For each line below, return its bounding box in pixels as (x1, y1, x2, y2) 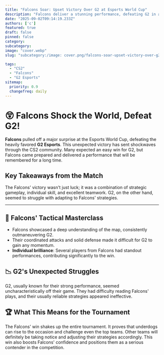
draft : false (5, 30, 32, 35)
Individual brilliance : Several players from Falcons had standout (12, 248, 142, 254)
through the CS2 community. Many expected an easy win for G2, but (5, 147, 143, 153)
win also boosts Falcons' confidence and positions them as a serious (5, 339, 144, 345)
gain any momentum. (12, 242, 55, 248)
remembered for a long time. (5, 157, 62, 163)
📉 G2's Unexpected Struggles (5, 267, 99, 276)
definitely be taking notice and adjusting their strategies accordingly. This (5, 334, 153, 340)
